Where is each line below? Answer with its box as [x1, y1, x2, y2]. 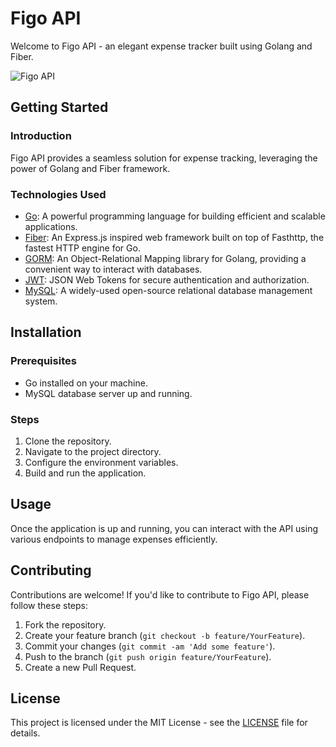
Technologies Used [10, 187, 107, 201]
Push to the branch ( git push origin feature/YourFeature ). [24, 650, 272, 662]
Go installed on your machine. [24, 377, 148, 389]
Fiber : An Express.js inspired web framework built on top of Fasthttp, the [24, 231, 325, 243]
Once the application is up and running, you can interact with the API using [10, 522, 318, 534]
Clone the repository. [24, 435, 112, 447]
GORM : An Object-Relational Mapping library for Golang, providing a [24, 252, 307, 264]
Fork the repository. [24, 618, 107, 631]
